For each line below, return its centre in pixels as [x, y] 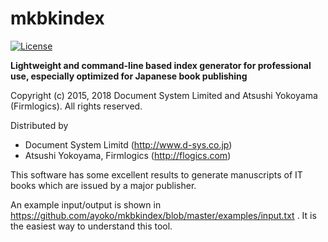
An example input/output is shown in [86, 204]
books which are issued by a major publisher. [103, 185]
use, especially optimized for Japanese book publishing [129, 76]
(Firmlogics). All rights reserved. [76, 106]
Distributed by [39, 125]
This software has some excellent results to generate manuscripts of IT [156, 174]
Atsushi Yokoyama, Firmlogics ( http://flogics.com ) [128, 155]
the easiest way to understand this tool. [91, 226]
